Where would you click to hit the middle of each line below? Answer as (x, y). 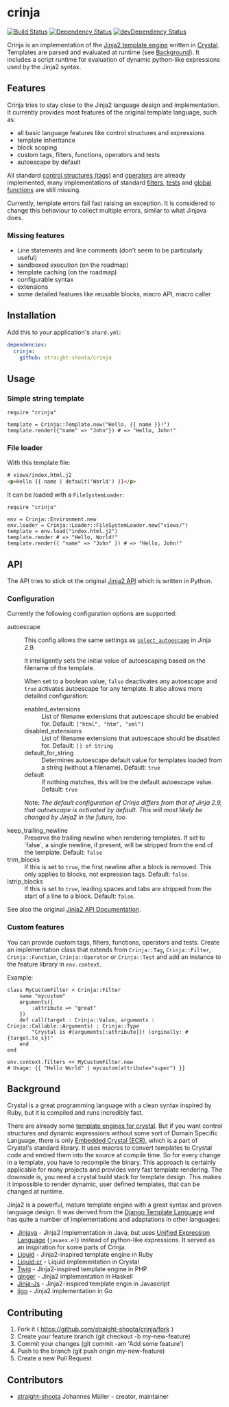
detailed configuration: (56, 696)
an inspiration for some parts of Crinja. (72, 1247)
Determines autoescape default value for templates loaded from (132, 760)
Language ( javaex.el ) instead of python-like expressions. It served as (116, 1240)
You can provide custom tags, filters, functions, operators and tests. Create (113, 942)
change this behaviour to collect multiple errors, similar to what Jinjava (107, 210)
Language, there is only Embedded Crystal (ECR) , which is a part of (103, 1141)
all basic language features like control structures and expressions (111, 132)
